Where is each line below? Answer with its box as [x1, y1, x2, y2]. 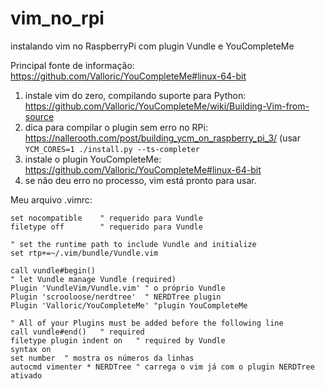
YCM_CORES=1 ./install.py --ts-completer [24, 144, 200, 154]
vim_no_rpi [10, 7, 105, 30]
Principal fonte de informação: [10, 59, 135, 71]
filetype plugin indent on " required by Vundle [10, 335, 226, 346]
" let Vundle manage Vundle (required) [10, 274, 177, 284]
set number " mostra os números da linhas [10, 353, 195, 363]
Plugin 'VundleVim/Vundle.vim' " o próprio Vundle [10, 283, 226, 293]
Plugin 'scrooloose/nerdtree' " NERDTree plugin [10, 292, 222, 302]
